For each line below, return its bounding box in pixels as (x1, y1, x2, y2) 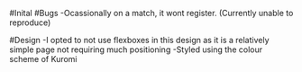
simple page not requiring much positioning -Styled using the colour (9, 44, 263, 55)
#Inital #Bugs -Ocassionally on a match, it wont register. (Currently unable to (9, 8, 294, 18)
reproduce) (9, 17, 51, 28)
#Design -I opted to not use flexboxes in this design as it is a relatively (9, 35, 270, 45)
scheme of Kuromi (9, 54, 78, 64)
